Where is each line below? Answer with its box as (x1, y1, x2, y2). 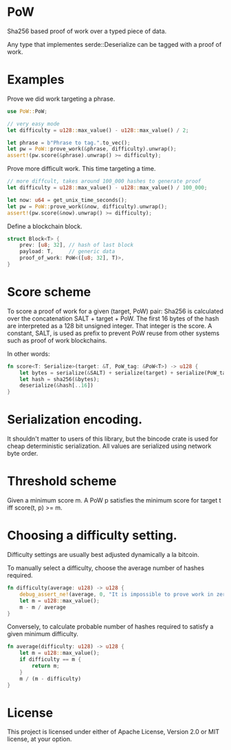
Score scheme (7, 284, 91, 300)
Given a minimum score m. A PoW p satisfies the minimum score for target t (7, 496, 221, 505)
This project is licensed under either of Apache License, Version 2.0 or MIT (7, 728, 220, 736)
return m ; (32, 662, 60, 669)
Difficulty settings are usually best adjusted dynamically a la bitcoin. (7, 551, 199, 558)
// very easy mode (7, 120, 60, 128)
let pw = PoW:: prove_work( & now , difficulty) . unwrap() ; (7, 203, 168, 210)
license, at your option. (7, 735, 72, 743)
